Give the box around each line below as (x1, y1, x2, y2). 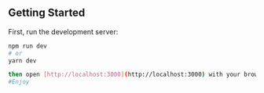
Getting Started (8, 6, 86, 20)
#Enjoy (8, 78, 30, 86)
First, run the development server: (8, 27, 119, 36)
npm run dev (8, 42, 47, 50)
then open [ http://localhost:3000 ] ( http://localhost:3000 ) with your (8, 70, 241, 79)
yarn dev (8, 56, 37, 65)
